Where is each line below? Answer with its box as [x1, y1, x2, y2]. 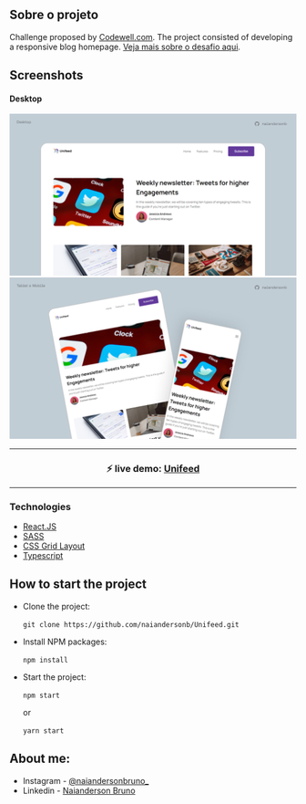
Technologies [9, 500, 71, 513]
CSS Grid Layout [22, 540, 86, 551]
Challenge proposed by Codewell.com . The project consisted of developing [9, 31, 293, 42]
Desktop [9, 93, 43, 104]
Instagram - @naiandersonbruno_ [22, 775, 149, 786]
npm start [22, 691, 61, 700]
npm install [22, 655, 68, 664]
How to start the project [9, 577, 148, 592]
